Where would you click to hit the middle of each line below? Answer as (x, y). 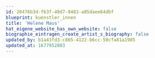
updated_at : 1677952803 (36, 46)
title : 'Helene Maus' (33, 23)
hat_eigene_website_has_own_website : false (61, 29)
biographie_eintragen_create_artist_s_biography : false (77, 34)
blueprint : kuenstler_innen (41, 18)
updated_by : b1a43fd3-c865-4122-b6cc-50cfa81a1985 (71, 40)
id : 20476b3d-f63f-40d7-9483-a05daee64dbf (60, 12)
